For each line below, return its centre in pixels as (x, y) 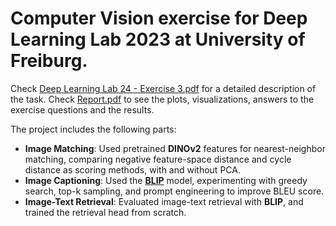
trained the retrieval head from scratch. (105, 212)
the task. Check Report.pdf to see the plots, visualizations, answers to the (162, 99)
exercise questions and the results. (82, 109)
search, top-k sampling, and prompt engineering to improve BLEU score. (174, 191)
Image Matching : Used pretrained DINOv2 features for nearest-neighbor (175, 148)
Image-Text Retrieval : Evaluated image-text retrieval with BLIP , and (164, 201)
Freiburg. (49, 61)
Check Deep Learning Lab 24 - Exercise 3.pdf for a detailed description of (163, 88)
